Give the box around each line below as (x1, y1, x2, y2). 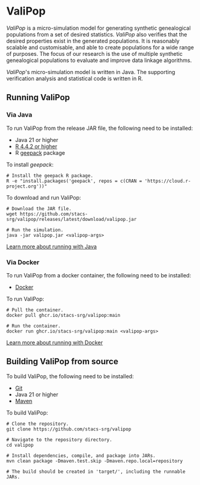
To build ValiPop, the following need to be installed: (6, 372, 135, 380)
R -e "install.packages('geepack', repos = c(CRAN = (6, 178, 142, 184)
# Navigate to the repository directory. (6, 436, 113, 443)
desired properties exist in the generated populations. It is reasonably (6, 37, 180, 44)
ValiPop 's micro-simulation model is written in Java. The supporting (6, 68, 176, 75)
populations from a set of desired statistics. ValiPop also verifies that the (6, 30, 188, 38)
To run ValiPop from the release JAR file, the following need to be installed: (6, 124, 193, 132)
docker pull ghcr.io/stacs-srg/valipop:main (6, 312, 121, 318)
